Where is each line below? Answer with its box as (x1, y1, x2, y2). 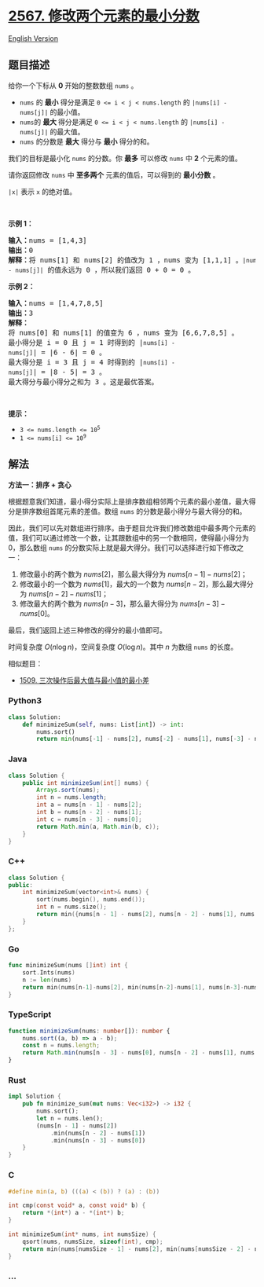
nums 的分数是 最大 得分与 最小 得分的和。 (19, 137, 155, 146)
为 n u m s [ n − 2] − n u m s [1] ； (19, 588, 108, 598)
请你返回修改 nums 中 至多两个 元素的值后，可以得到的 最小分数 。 (8, 170, 220, 179)
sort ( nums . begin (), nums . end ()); (36, 896, 146, 904)
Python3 (8, 695, 42, 706)
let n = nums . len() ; (36, 1114, 104, 1122)
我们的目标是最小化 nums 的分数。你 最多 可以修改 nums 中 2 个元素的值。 (8, 153, 242, 163)
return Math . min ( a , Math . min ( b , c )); (36, 823, 160, 830)
